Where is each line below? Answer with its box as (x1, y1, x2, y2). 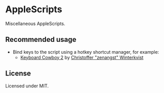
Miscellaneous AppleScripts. (5, 20, 65, 27)
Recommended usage (5, 35, 77, 44)
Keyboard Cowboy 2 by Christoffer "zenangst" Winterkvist (20, 54, 144, 60)
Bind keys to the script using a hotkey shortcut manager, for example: (12, 49, 159, 55)
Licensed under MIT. (5, 83, 49, 89)
